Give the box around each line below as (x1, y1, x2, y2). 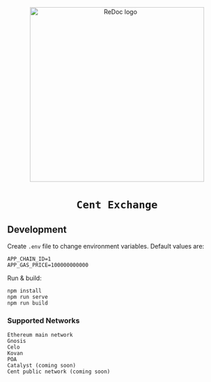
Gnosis (7, 338, 26, 345)
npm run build (7, 300, 49, 307)
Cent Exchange (76, 198, 158, 212)
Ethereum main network (7, 332, 73, 339)
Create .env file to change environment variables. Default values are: (7, 242, 205, 250)
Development (7, 223, 68, 235)
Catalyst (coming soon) (7, 362, 77, 369)
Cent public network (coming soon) (7, 368, 111, 376)
